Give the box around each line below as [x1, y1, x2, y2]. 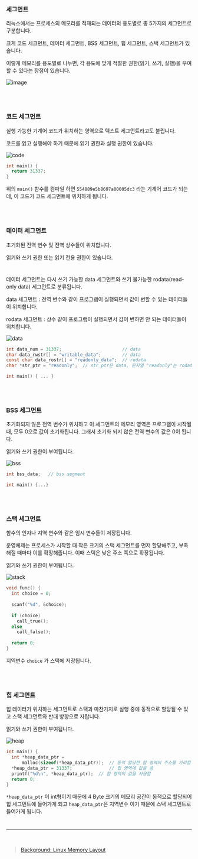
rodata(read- [153, 275, 184, 283]
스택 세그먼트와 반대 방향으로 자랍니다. [12, 713, 101, 720]
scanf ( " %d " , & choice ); [11, 602, 67, 608]
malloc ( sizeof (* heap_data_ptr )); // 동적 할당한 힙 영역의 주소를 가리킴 [21, 760, 191, 766]
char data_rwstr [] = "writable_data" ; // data [6, 352, 141, 358]
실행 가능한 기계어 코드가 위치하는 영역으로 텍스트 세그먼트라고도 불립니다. [6, 127, 176, 134]
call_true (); [16, 618, 49, 624]
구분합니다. [6, 27, 32, 34]
